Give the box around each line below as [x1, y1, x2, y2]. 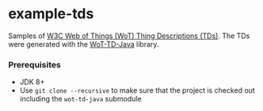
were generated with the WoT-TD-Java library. [8, 39, 159, 48]
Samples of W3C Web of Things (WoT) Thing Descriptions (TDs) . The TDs [8, 31, 250, 40]
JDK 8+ [19, 77, 45, 87]
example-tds [8, 5, 94, 23]
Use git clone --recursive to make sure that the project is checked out [19, 86, 255, 95]
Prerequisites [8, 59, 61, 70]
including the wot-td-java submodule [19, 94, 142, 104]
